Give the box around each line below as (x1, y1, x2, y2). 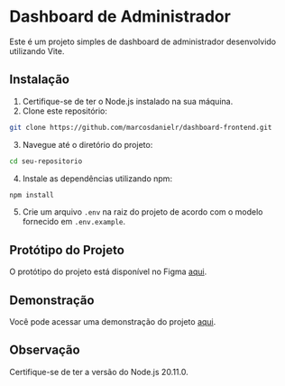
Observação (9, 343, 80, 358)
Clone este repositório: (22, 106, 108, 116)
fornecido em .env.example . (22, 216, 126, 227)
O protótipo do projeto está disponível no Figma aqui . (9, 266, 207, 277)
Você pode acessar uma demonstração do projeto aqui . (9, 317, 216, 326)
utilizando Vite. (9, 45, 65, 56)
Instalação (9, 72, 70, 87)
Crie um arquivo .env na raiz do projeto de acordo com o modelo (22, 207, 263, 217)
